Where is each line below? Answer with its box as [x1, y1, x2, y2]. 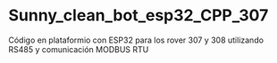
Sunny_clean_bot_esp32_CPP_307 [8, 5, 269, 26]
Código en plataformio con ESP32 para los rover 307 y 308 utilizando [8, 35, 264, 45]
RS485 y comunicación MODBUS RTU [8, 43, 149, 54]
